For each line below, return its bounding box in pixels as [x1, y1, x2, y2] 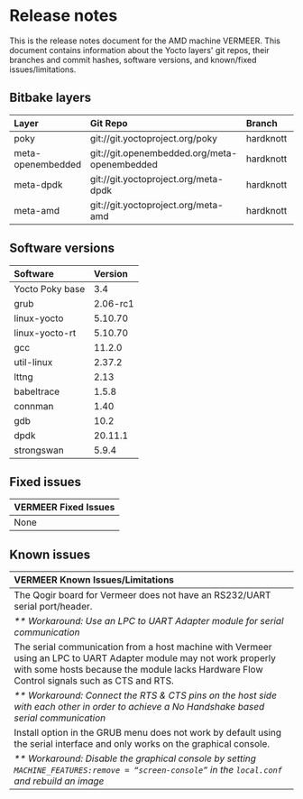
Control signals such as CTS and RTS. [14, 675, 174, 687]
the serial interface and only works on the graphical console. [14, 738, 271, 750]
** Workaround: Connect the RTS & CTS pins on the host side [14, 689, 278, 702]
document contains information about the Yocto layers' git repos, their [9, 44, 271, 55]
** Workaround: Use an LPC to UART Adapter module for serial [14, 615, 284, 628]
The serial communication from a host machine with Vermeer [14, 641, 272, 654]
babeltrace [14, 385, 60, 398]
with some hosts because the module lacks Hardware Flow [14, 664, 263, 676]
